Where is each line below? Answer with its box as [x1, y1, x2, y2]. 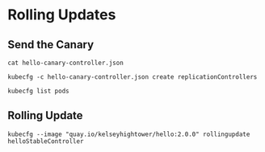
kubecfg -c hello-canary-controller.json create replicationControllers [7, 73, 258, 81]
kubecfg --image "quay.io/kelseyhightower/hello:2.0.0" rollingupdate [7, 130, 250, 138]
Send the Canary [7, 38, 95, 51]
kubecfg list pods [7, 87, 69, 95]
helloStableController [7, 137, 84, 146]
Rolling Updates [7, 6, 116, 24]
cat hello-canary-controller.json [7, 59, 124, 67]
